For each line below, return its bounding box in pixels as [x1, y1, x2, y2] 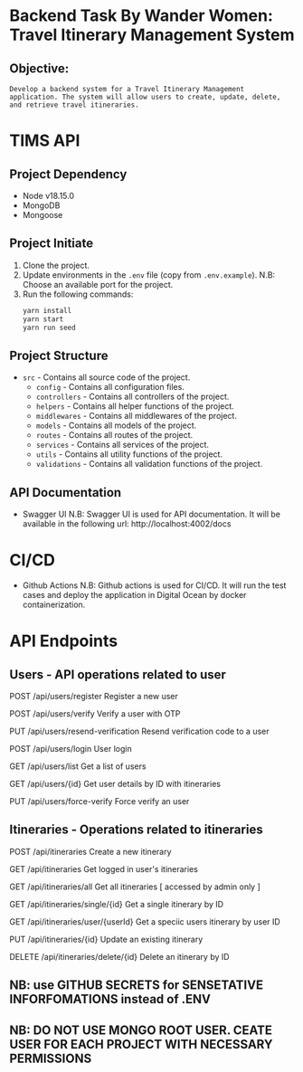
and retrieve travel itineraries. [9, 100, 140, 109]
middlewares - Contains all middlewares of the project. [35, 411, 238, 422]
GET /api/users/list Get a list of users [9, 761, 147, 772]
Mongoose [22, 210, 63, 220]
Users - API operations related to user [9, 667, 226, 682]
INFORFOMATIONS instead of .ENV [9, 991, 211, 1007]
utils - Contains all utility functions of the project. [35, 449, 223, 460]
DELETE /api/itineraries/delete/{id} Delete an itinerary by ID [9, 951, 230, 962]
